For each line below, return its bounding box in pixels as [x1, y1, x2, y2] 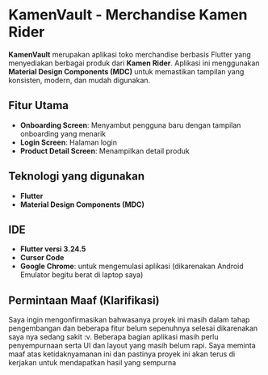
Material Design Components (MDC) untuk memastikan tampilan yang [8, 66, 245, 76]
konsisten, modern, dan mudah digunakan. [8, 75, 151, 85]
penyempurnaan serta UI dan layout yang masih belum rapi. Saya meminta [8, 341, 256, 351]
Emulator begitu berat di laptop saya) [19, 270, 144, 280]
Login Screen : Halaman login [19, 137, 117, 147]
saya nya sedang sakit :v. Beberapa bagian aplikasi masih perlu [8, 332, 219, 342]
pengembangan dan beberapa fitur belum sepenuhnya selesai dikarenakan [8, 323, 258, 333]
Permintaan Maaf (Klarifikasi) [8, 293, 160, 307]
